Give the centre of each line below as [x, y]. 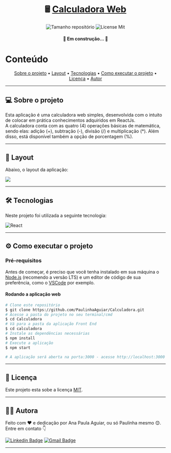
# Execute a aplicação [29, 343]
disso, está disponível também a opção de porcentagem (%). [69, 137]
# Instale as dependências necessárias [48, 334]
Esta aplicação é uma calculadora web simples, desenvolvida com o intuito [84, 115]
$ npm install [20, 338]
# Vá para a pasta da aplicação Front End [51, 324]
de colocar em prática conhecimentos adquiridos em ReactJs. [70, 120]
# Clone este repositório [33, 305]
